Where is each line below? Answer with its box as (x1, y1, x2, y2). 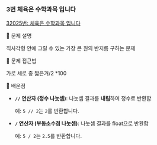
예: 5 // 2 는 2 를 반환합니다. (14, 107, 79, 114)
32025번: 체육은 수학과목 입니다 (6, 19, 81, 27)
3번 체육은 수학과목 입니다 (6, 5, 76, 13)
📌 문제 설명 (6, 32, 32, 39)
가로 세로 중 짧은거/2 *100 (6, 70, 67, 77)
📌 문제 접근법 (6, 57, 37, 64)
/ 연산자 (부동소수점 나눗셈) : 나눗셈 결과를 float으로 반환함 (14, 120, 149, 127)
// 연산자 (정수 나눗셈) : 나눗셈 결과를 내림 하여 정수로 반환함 (14, 95, 152, 102)
